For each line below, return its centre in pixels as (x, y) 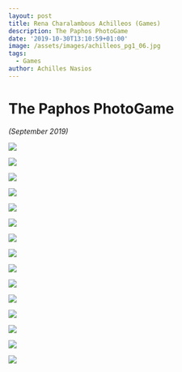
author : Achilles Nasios (50, 69)
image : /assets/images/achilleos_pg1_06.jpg (85, 46)
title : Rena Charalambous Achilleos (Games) (85, 24)
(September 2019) (38, 131)
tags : (17, 53)
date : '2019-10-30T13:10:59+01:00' (68, 38)
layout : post (30, 16)
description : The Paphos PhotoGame (68, 31)
